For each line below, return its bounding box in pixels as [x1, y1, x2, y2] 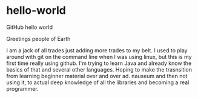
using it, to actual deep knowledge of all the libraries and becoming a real [6, 79, 190, 86]
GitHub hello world [6, 23, 53, 31]
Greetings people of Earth [6, 35, 71, 42]
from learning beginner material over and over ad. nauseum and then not [6, 72, 188, 79]
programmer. [6, 85, 39, 92]
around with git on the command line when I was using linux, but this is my [6, 53, 192, 60]
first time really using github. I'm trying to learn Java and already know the [6, 60, 192, 67]
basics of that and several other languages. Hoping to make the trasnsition [6, 66, 193, 73]
